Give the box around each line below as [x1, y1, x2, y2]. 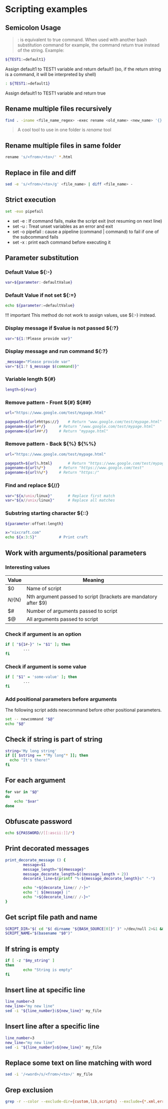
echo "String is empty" [23, 967, 72, 972]
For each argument [5, 776, 66, 785]
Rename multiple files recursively [5, 105, 112, 113]
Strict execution [5, 196, 56, 204]
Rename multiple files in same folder [5, 141, 121, 150]
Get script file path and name [5, 913, 97, 921]
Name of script [26, 585, 61, 592]
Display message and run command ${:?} [5, 348, 108, 355]
